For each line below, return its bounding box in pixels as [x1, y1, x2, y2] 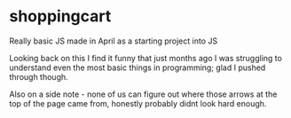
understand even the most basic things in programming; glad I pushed [9, 62, 266, 73]
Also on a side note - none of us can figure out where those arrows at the [9, 89, 278, 99]
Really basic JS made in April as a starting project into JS [9, 35, 218, 46]
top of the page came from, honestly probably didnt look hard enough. [9, 98, 267, 108]
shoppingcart [9, 6, 112, 27]
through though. [9, 71, 68, 82]
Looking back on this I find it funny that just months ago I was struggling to [9, 52, 282, 63]
